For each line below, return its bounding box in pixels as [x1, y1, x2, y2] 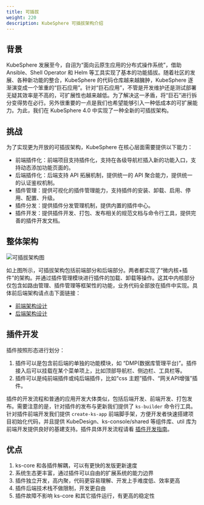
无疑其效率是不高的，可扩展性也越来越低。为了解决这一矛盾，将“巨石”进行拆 [6, 92, 197, 99]
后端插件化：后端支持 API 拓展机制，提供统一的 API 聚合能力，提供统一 [15, 172, 193, 179]
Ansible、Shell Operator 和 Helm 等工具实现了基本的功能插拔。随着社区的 [6, 69, 190, 76]
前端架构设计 [15, 302, 47, 309]
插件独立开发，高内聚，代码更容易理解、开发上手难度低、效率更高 [15, 477, 180, 484]
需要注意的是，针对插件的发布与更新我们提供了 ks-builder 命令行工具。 [16, 403, 196, 410]
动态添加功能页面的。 [20, 164, 74, 171]
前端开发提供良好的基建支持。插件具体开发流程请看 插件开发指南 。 [6, 425, 173, 432]
